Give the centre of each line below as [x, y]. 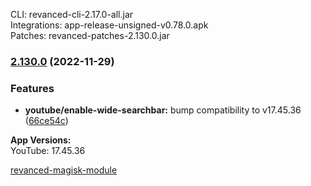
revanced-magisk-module [64, 170]
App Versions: [41, 140]
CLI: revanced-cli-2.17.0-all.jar [72, 14]
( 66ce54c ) [46, 121]
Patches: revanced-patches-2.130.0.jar [90, 35]
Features [32, 88]
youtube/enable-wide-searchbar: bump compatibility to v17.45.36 [163, 110]
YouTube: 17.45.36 [48, 151]
